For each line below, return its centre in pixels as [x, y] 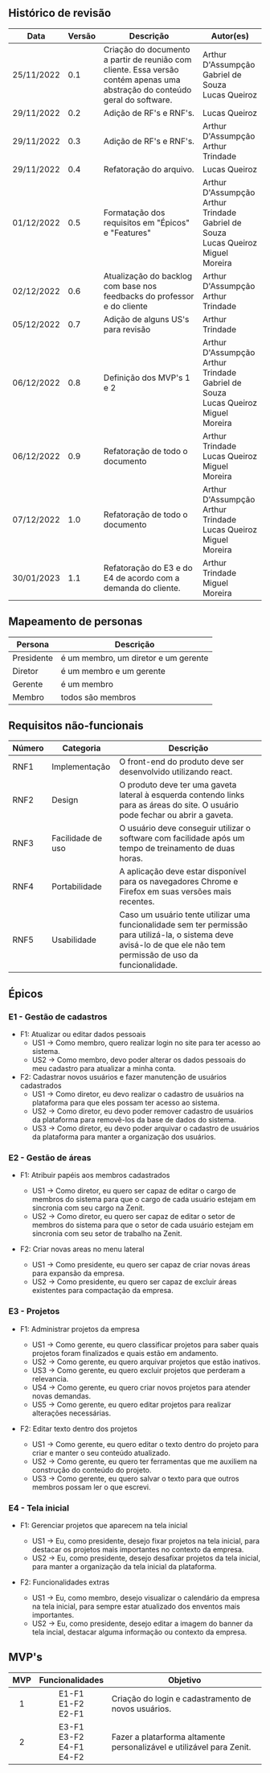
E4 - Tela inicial [39, 1507]
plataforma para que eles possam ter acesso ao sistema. [126, 1103]
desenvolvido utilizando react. [176, 772]
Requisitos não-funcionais [76, 726]
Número [28, 748]
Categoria [82, 748]
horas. [131, 858]
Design [65, 800]
